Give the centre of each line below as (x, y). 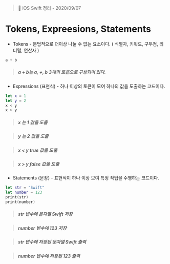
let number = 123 (24, 192)
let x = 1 (16, 96)
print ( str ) (17, 197)
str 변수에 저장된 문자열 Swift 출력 (52, 242)
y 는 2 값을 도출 (33, 136)
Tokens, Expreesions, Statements (78, 29)
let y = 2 (16, 100)
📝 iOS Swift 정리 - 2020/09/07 (49, 8)
